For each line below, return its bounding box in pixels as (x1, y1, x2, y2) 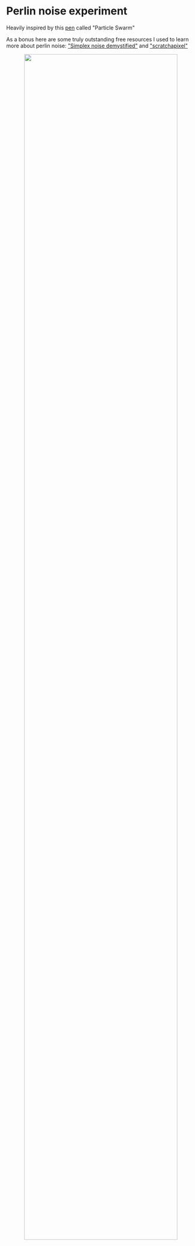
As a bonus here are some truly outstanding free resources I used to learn (6, 35, 189, 43)
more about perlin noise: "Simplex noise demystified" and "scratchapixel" (6, 42, 188, 49)
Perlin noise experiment (6, 4, 128, 18)
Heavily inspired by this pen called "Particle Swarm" (6, 24, 135, 31)
